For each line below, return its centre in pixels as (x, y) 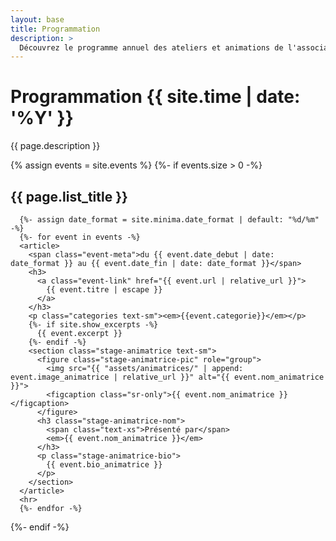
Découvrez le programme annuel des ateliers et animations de (151, 47)
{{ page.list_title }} (69, 196)
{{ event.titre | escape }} (104, 290)
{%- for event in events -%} (80, 237)
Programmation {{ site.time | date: (155, 97)
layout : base (37, 19)
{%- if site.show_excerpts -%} (93, 325)
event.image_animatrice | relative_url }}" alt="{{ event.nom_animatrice (167, 377)
